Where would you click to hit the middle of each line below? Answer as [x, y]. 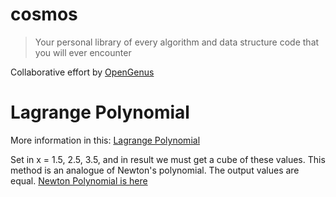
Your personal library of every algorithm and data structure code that [177, 42]
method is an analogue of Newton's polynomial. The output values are [155, 170]
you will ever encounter [83, 52]
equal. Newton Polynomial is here [79, 180]
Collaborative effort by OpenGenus [82, 72]
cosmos [44, 14]
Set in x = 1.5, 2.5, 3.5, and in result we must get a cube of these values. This [168, 159]
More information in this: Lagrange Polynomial [105, 140]
